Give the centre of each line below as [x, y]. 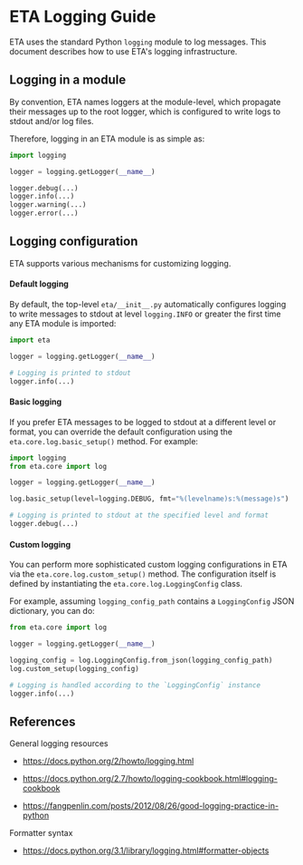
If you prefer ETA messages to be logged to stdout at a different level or [143, 422]
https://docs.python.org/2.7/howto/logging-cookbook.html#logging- [150, 779]
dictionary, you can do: [52, 611]
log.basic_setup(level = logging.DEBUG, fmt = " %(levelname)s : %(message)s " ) [149, 499]
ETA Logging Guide [83, 17]
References [43, 721]
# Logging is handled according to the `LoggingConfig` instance [135, 685]
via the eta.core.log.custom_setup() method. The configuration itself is [143, 574]
